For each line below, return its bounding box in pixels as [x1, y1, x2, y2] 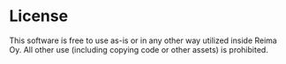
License [9, 6, 69, 26]
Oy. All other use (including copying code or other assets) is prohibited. [9, 44, 269, 54]
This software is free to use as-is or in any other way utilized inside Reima [9, 35, 278, 46]
